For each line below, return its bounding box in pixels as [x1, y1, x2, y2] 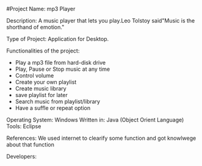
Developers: [6, 153, 37, 160]
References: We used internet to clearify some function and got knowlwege [6, 134, 197, 142]
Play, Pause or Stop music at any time [15, 65, 110, 73]
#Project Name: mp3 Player [6, 5, 76, 12]
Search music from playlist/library [15, 98, 101, 105]
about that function [6, 141, 55, 148]
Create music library [15, 85, 67, 92]
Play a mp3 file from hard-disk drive [15, 59, 106, 66]
